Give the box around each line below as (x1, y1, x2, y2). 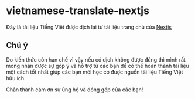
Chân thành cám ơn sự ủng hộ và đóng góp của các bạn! (6, 86, 143, 93)
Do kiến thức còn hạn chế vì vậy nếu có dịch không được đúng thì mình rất (6, 56, 186, 63)
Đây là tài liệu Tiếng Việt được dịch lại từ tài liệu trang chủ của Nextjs (6, 23, 172, 30)
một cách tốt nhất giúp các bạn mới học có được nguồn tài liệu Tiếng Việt (6, 69, 183, 76)
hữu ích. (6, 74, 26, 81)
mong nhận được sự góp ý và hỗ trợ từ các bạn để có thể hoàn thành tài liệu (6, 62, 189, 69)
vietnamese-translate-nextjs (6, 4, 149, 18)
